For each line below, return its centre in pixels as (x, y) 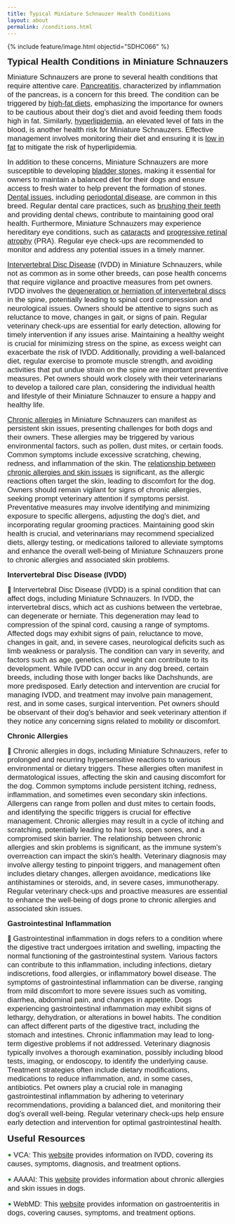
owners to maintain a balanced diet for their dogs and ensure (106, 180)
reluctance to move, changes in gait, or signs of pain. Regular (107, 318)
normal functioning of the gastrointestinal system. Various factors (113, 956)
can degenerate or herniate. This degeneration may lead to (103, 616)
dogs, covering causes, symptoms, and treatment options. (102, 1213)
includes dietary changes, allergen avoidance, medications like (109, 874)
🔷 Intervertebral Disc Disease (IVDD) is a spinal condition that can (114, 590)
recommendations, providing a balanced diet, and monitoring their (114, 1105)
